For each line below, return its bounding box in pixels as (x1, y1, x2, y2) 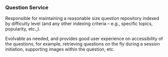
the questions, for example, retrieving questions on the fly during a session (5, 41, 160, 47)
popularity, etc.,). (5, 26, 41, 32)
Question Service (5, 4, 49, 11)
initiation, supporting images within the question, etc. (5, 46, 115, 52)
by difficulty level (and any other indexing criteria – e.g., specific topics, (5, 20, 153, 26)
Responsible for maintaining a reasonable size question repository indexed (5, 15, 159, 21)
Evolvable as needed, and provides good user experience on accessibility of (5, 35, 163, 41)
